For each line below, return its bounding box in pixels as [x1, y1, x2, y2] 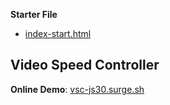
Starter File [10, 9, 58, 20]
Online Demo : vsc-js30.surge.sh [10, 83, 145, 95]
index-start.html [24, 28, 92, 39]
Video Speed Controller [10, 57, 160, 74]
